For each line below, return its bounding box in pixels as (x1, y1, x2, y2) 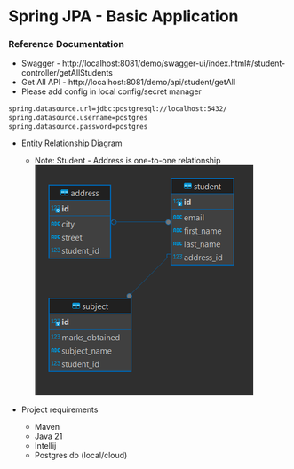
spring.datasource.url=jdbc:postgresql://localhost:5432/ (8, 105, 227, 114)
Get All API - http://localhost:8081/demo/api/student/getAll (20, 77, 236, 88)
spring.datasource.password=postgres (8, 123, 148, 131)
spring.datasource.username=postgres (8, 114, 148, 123)
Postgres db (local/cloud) (34, 450, 128, 461)
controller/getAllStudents (20, 68, 113, 78)
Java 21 (34, 431, 63, 441)
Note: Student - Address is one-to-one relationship (34, 155, 221, 166)
